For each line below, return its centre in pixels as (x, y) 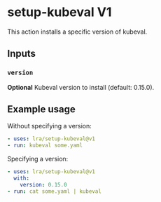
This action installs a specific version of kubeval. (77, 32)
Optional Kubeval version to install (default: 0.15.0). (81, 87)
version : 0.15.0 (44, 184)
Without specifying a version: (50, 126)
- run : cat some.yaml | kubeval (54, 191)
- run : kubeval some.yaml (45, 146)
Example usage (41, 109)
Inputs (22, 54)
